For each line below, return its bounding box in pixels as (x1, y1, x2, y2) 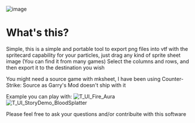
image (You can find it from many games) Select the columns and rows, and (6, 57, 189, 64)
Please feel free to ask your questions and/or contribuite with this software (6, 110, 186, 117)
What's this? (6, 26, 69, 39)
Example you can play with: (6, 93, 72, 100)
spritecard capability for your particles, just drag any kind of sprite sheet (6, 52, 181, 59)
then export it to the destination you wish (6, 64, 105, 71)
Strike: (6, 81, 22, 88)
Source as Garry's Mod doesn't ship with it (22, 81, 126, 88)
